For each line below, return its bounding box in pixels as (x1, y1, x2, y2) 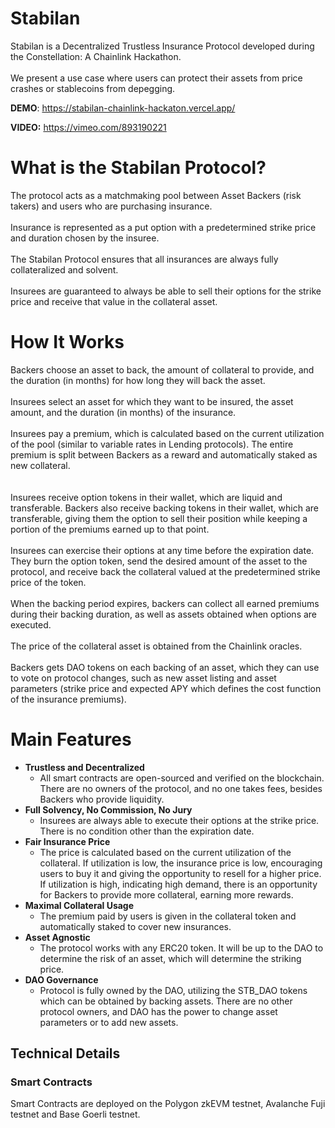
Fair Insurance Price (24, 835, 111, 847)
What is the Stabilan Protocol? (10, 157, 267, 179)
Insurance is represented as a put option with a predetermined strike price (10, 221, 317, 233)
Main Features (10, 728, 132, 751)
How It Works (10, 331, 125, 354)
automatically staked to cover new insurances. (39, 920, 232, 932)
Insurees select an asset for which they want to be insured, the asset (10, 395, 294, 407)
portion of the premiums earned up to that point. (10, 523, 210, 535)
